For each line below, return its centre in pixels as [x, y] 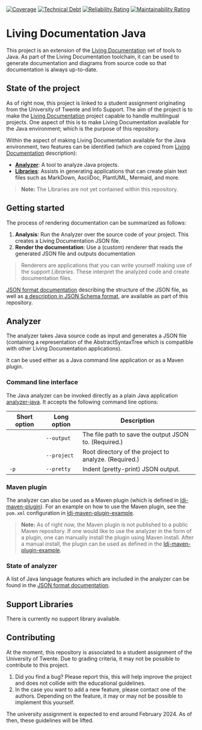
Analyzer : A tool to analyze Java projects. [67, 164]
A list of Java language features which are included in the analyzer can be [98, 579]
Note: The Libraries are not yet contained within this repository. [99, 189]
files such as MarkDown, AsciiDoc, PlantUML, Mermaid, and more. [97, 177]
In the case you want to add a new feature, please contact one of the [100, 689]
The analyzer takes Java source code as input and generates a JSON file [96, 336]
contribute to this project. [38, 665]
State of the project [43, 88]
